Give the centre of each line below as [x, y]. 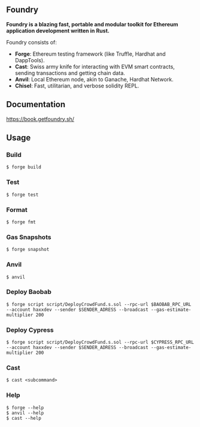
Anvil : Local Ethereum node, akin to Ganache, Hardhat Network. [94, 79]
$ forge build [24, 167]
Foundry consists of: [31, 42]
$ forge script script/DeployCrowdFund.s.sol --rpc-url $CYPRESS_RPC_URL [100, 343]
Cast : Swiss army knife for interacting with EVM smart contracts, [95, 66]
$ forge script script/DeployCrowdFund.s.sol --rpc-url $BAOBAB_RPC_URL [99, 304]
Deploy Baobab [29, 292]
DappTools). [30, 60]
